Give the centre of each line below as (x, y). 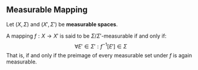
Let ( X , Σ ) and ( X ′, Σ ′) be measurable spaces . (62, 24)
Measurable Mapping (47, 10)
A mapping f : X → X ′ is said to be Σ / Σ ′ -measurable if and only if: (86, 36)
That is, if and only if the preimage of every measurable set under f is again (99, 56)
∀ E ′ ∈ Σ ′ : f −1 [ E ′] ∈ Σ (101, 45)
